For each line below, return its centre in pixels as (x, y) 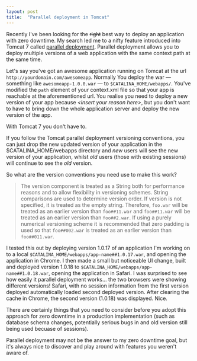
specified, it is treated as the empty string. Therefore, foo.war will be (104, 205)
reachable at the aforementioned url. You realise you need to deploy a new (97, 96)
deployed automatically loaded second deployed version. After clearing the (98, 292)
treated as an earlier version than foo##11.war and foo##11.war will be (105, 211)
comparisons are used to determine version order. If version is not (101, 199)
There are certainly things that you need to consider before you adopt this (96, 309)
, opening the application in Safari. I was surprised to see (118, 273)
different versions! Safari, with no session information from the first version (98, 286)
